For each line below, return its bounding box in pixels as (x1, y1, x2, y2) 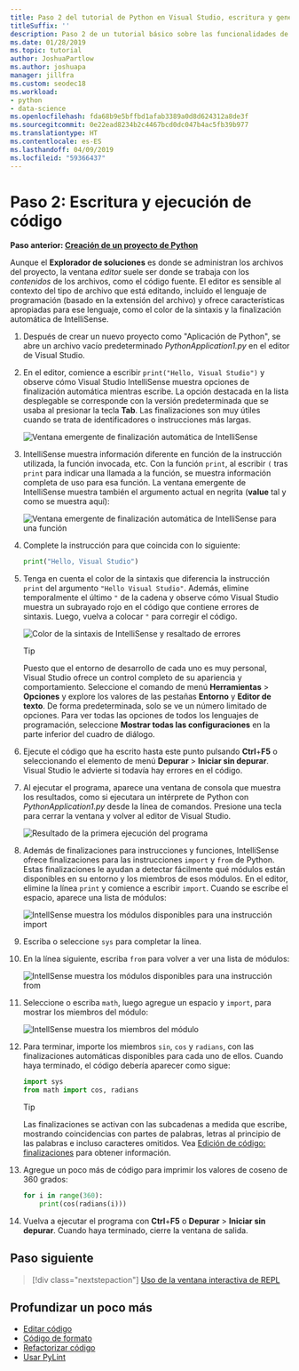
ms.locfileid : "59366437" (10, 153, 106, 163)
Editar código (22, 1324, 73, 1335)
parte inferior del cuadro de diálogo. (22, 729, 155, 740)
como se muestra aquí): (22, 496, 110, 507)
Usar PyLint (22, 1352, 66, 1363)
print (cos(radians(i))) (39, 1199, 127, 1208)
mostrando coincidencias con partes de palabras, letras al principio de (22, 1128, 281, 1139)
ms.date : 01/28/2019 (10, 37, 87, 47)
